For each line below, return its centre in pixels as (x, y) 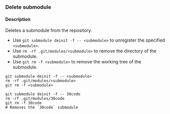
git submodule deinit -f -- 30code (43, 94)
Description (18, 19)
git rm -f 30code (24, 103)
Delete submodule (28, 7)
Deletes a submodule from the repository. (49, 30)
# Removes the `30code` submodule (42, 107)
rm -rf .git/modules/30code (35, 99)
